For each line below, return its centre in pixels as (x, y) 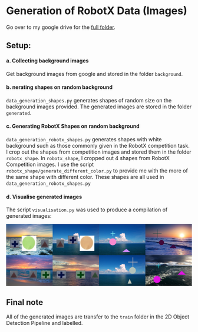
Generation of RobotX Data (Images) (97, 11)
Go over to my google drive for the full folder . (61, 27)
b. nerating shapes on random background (60, 87)
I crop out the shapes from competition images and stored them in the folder (99, 152)
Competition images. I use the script (50, 164)
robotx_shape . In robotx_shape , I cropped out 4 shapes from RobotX (88, 158)
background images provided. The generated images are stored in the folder (99, 107)
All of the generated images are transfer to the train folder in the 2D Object (98, 317)
